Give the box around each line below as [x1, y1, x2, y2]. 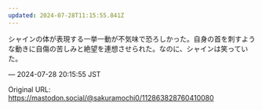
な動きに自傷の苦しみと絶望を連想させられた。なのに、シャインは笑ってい [8, 44, 249, 53]
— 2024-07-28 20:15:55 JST [8, 69, 101, 79]
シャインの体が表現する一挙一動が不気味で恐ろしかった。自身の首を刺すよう [8, 34, 256, 43]
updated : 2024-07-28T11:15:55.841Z [8, 11, 125, 20]
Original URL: [8, 84, 51, 94]
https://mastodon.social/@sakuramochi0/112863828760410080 [8, 93, 214, 102]
